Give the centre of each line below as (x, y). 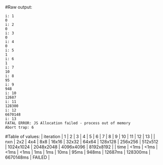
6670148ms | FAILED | (27, 157)
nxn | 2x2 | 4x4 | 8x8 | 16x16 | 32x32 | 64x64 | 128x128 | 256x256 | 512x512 (82, 142)
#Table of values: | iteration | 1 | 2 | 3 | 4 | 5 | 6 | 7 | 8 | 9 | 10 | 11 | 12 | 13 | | (80, 136)
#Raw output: (19, 7)
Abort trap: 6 (20, 127)
